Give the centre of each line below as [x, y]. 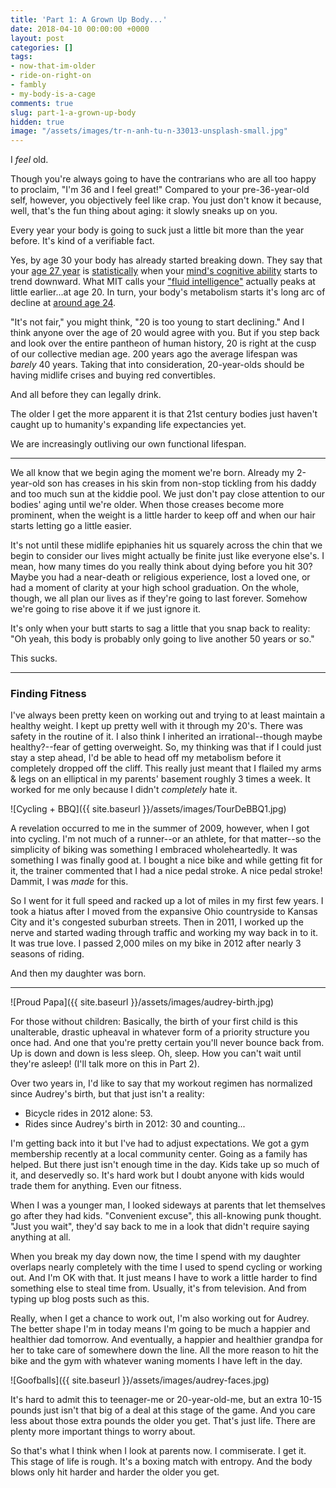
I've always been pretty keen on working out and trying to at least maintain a [168, 715]
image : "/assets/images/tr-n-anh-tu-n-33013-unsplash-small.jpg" [149, 131]
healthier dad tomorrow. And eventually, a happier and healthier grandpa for [166, 1340]
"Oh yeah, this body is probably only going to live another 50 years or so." [162, 639]
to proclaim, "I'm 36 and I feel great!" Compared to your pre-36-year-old [160, 190]
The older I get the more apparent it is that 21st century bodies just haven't [164, 414]
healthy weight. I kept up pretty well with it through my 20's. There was [156, 726]
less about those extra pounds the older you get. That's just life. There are [163, 1421]
